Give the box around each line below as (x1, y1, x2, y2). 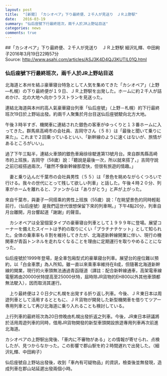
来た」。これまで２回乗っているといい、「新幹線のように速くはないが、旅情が (5, 134, 162, 140)
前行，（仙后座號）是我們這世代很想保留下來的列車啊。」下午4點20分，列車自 (5, 203, 162, 209)
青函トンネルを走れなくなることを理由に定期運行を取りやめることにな (18, 238, 162, 244)
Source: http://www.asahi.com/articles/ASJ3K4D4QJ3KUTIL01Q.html (5, 57, 147, 62)
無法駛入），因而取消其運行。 (5, 280, 64, 286)
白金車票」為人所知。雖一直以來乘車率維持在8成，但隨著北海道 (22, 261, 152, 267)
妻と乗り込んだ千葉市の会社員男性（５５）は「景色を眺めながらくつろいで (9, 174, 162, 180)
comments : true (5, 30, 37, 35)
